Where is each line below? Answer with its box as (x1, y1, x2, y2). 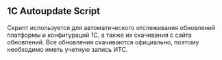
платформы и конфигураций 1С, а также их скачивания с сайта (7, 31, 192, 39)
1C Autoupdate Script (7, 5, 101, 17)
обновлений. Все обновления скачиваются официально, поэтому (7, 37, 199, 46)
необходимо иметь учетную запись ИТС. (7, 45, 128, 53)
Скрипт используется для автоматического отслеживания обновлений (7, 23, 216, 31)
